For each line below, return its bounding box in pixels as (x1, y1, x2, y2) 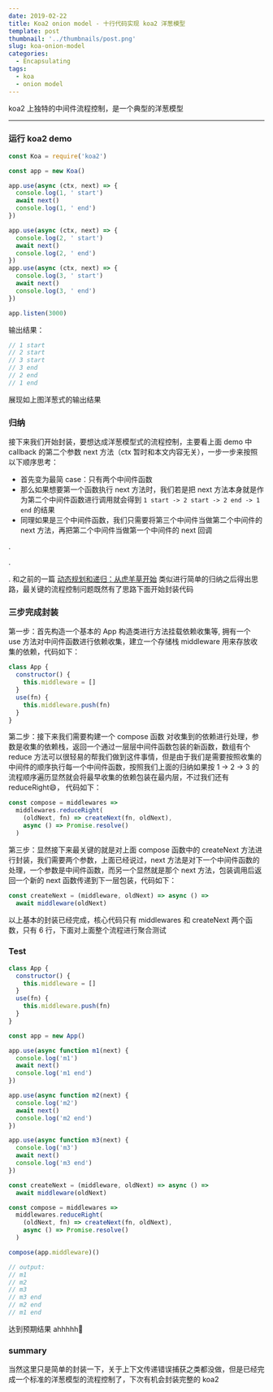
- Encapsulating (15, 58, 71, 66)
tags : (8, 65, 27, 73)
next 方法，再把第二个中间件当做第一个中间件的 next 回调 (19, 525, 213, 535)
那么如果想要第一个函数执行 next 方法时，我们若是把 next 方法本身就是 (19, 485, 258, 494)
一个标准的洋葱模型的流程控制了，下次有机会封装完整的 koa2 (15, 1375, 219, 1385)
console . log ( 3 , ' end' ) (15, 286, 96, 295)
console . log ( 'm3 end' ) (15, 1159, 93, 1168)
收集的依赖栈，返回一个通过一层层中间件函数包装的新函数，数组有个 (22, 742, 250, 752)
